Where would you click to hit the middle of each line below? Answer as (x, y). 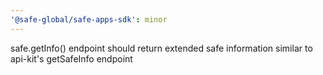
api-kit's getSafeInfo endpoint (71, 58)
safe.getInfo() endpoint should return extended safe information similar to (161, 48)
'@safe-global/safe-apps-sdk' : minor (89, 19)
